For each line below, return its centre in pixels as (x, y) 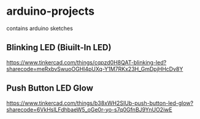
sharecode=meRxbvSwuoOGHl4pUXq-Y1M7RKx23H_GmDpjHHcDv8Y (95, 69)
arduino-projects (51, 11)
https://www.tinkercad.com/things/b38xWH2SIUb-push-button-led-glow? (100, 103)
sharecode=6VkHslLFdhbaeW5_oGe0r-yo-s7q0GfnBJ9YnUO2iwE (90, 109)
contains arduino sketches (40, 28)
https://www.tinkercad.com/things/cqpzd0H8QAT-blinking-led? (87, 62)
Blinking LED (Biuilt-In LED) (59, 48)
